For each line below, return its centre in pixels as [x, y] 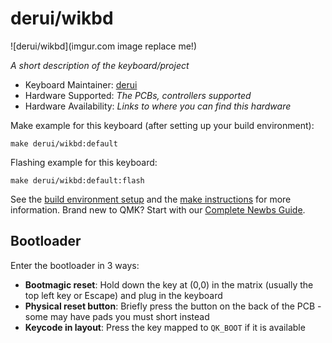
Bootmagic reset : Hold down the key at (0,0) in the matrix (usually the [169, 284]
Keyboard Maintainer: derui [81, 84]
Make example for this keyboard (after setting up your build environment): [162, 125]
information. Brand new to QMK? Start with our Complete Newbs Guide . [158, 209]
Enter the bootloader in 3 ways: [75, 265]
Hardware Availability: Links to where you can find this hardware [158, 106]
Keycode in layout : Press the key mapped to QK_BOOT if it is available [165, 327]
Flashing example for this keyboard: [84, 162]
